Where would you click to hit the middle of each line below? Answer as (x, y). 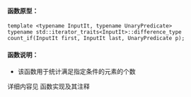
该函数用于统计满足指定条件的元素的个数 (76, 72)
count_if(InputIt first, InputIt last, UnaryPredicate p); (96, 39)
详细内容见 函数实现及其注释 (48, 86)
